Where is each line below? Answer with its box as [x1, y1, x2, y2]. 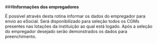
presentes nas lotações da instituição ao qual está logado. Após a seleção [5, 23, 153, 29]
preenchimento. [5, 33, 37, 39]
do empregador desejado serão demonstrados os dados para [5, 29, 128, 34]
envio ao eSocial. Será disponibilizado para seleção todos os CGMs [5, 19, 140, 24]
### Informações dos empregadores [5, 4, 79, 10]
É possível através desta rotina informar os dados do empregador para [5, 13, 146, 19]
